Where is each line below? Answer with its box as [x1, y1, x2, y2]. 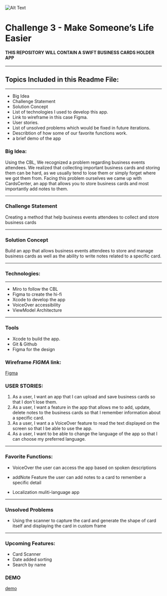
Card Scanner [12, 551, 41, 557]
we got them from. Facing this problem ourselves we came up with [5, 175, 142, 181]
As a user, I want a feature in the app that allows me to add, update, [12, 404, 151, 410]
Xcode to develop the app [12, 297, 66, 303]
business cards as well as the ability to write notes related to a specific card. [5, 253, 162, 259]
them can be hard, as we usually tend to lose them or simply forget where [5, 170, 156, 176]
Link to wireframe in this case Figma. [12, 115, 88, 120]
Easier [5, 33, 32, 44]
